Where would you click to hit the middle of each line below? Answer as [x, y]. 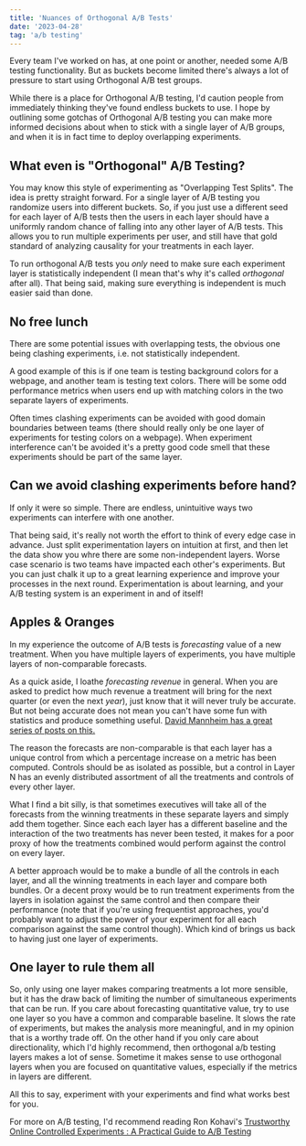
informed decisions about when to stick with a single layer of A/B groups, [148, 127]
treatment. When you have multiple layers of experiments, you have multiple [153, 654]
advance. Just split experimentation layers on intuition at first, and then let [149, 544]
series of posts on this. [53, 730]
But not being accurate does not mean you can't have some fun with [138, 711]
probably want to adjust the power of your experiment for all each [133, 919]
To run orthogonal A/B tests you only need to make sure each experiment [148, 264]
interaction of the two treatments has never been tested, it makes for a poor [152, 833]
